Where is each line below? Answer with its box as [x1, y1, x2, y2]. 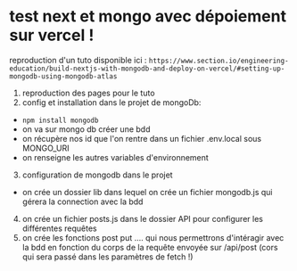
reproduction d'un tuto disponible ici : [9, 54, 147, 65]
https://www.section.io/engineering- [148, 56, 289, 65]
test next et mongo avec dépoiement [9, 6, 287, 27]
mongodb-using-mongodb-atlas [9, 71, 118, 81]
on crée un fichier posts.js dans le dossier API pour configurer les [21, 213, 263, 224]
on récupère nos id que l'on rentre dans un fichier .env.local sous [21, 133, 262, 144]
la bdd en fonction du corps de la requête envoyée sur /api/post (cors [21, 242, 278, 252]
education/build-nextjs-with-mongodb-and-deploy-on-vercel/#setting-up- [9, 64, 285, 73]
